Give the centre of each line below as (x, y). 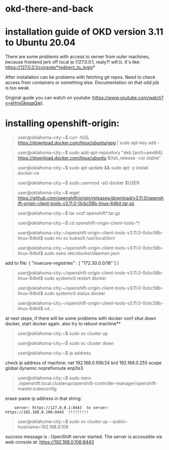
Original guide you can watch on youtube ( (49, 98)
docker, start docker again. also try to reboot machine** (63, 324)
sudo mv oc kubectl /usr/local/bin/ (80, 238)
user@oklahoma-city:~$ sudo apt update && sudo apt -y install (83, 168)
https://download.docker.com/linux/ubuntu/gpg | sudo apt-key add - (89, 143)
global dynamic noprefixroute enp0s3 (44, 368)
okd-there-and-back (49, 9)
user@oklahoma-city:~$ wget (48, 193)
